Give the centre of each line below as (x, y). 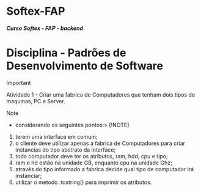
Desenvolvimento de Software (85, 66)
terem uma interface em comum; (56, 136)
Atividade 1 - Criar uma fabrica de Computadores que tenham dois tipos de (101, 94)
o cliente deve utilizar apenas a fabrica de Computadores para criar (100, 143)
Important (19, 83)
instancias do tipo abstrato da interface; (65, 150)
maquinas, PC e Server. (36, 101)
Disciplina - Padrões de (66, 53)
